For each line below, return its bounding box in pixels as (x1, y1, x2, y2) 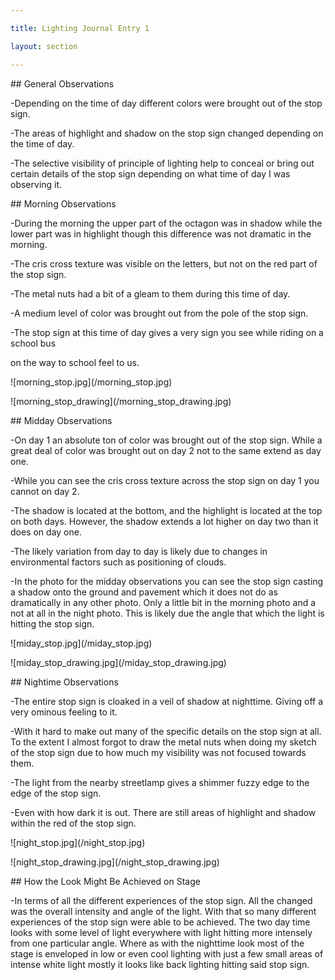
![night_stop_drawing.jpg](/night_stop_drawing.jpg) (10, 856, 220, 868)
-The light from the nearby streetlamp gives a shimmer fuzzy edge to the (10, 776, 310, 788)
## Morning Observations (10, 197, 117, 210)
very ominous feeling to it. (10, 706, 118, 718)
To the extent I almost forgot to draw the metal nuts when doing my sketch (10, 736, 317, 748)
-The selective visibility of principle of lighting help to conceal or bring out (10, 157, 315, 169)
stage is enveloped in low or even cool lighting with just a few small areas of (10, 947, 324, 960)
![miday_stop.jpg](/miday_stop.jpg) (10, 637, 153, 649)
